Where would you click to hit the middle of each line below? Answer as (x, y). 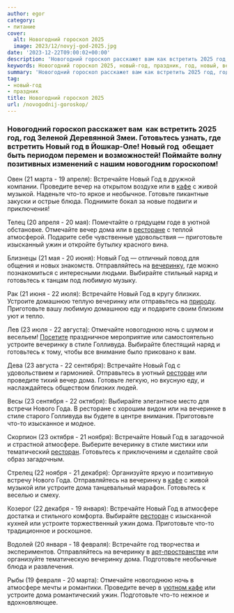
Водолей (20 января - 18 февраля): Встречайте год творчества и (103, 545)
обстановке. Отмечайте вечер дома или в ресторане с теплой (100, 230)
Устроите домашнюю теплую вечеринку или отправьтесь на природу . (112, 302)
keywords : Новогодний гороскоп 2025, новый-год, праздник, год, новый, (113, 66)
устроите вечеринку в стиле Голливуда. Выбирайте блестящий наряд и (114, 345)
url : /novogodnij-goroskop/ (48, 105)
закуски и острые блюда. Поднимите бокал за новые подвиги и (102, 201)
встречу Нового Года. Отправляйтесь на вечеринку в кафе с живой (108, 480)
